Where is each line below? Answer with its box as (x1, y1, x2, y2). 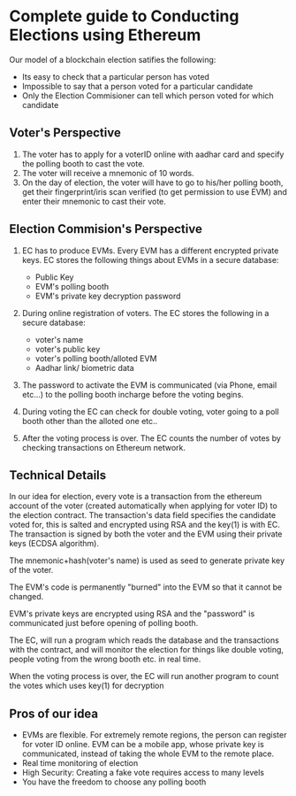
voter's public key (34, 344, 101, 354)
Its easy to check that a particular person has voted (21, 71, 210, 81)
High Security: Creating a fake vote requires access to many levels (21, 768, 265, 778)
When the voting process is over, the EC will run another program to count (9, 671, 279, 682)
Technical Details (9, 468, 107, 483)
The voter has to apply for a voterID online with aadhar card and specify (21, 149, 285, 159)
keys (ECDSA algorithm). (9, 538, 100, 549)
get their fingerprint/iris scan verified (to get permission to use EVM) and (21, 186, 287, 197)
